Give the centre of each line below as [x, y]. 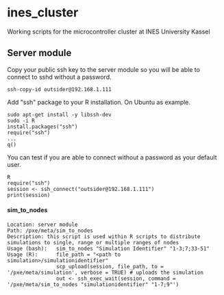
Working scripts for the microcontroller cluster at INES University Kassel [109, 31]
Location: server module [42, 225]
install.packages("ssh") [42, 127]
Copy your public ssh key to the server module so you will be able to [104, 69]
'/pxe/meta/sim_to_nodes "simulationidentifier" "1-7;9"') [93, 284]
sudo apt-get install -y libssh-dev [59, 114]
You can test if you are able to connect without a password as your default [112, 157]
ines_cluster [43, 13]
